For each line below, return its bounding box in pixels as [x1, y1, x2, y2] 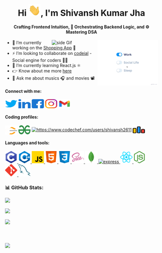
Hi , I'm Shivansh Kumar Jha [17, 8, 146, 18]
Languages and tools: [5, 140, 50, 146]
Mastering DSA [65, 29, 97, 35]
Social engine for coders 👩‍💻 [12, 57, 68, 63]
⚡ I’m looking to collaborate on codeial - [12, 51, 92, 56]
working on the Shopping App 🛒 [12, 45, 76, 51]
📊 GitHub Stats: [5, 184, 44, 191]
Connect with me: [5, 88, 42, 94]
